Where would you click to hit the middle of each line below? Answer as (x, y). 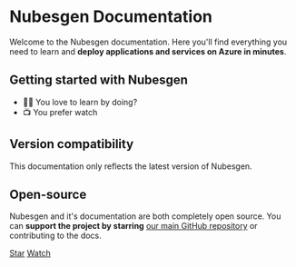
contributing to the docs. (55, 236)
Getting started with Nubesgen (99, 80)
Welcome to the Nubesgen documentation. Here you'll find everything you (148, 42)
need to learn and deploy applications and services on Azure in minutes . (148, 51)
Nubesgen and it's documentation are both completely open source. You (145, 216)
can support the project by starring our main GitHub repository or (133, 226)
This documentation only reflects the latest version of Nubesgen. (131, 166)
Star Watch (30, 253)
